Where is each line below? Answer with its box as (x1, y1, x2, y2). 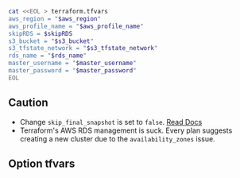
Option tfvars (8, 157, 75, 170)
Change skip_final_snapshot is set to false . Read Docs (19, 117, 203, 126)
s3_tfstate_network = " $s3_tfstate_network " (8, 44, 158, 52)
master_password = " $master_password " (8, 67, 137, 75)
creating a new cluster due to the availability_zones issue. (19, 133, 216, 143)
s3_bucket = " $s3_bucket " (8, 37, 94, 45)
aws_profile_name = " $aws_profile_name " (8, 22, 145, 30)
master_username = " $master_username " (8, 60, 137, 68)
